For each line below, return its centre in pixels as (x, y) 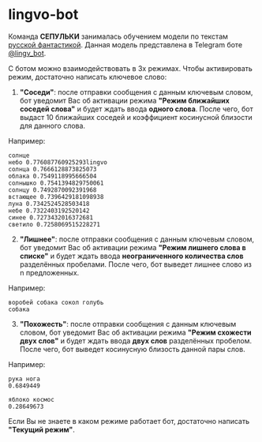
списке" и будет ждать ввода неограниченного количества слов (131, 256)
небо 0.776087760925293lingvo (58, 162)
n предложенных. (49, 272)
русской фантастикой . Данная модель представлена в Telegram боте (125, 44)
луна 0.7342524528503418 (49, 204)
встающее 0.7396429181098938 (56, 197)
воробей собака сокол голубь (56, 302)
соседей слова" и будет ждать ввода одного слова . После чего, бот (137, 109)
